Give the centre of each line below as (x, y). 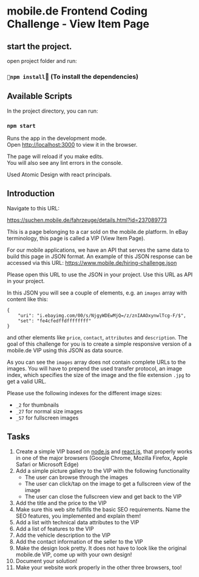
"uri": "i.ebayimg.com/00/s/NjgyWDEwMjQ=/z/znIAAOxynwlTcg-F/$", (102, 315)
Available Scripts (39, 96)
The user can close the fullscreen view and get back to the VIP (103, 496)
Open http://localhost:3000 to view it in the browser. (72, 145)
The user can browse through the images (76, 477)
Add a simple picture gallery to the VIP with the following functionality (103, 470)
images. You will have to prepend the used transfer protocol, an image (95, 369)
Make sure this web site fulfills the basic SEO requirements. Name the (103, 509)
